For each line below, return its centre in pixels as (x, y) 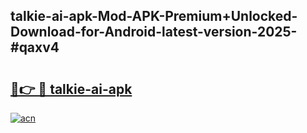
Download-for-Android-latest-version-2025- (154, 32)
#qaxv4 (35, 47)
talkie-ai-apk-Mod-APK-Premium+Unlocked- (154, 16)
